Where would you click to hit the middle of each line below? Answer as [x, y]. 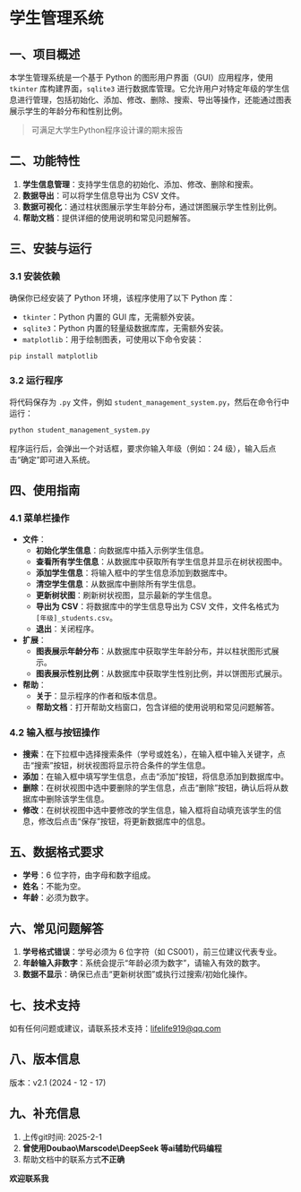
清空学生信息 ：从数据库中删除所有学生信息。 [118, 584]
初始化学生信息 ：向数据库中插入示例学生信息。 [122, 551]
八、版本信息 [45, 1059]
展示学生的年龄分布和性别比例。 [68, 111]
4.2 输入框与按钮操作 [55, 733]
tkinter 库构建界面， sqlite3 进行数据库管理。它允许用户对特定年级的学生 [146, 89]
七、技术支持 [45, 1005]
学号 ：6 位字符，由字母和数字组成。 [89, 875]
